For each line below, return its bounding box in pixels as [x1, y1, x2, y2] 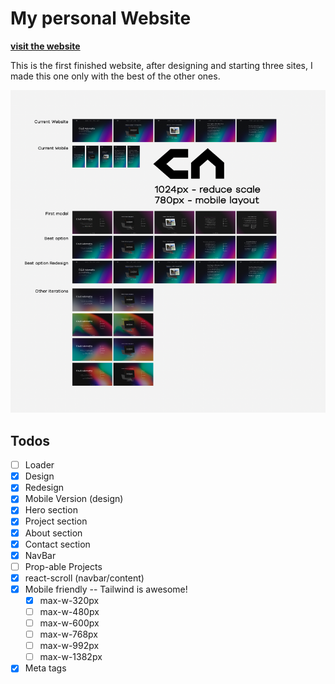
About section [24, 527, 83, 539]
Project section [24, 515, 88, 527]
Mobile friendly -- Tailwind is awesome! [24, 583, 188, 595]
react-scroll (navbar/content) [24, 572, 145, 584]
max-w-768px [39, 628, 98, 641]
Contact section [24, 538, 91, 550]
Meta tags [24, 662, 67, 674]
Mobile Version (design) [24, 493, 124, 505]
